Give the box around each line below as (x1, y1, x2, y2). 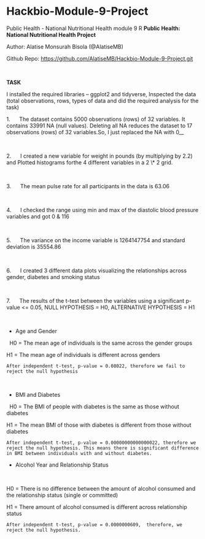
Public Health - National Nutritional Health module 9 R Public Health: (6, 25, 181, 32)
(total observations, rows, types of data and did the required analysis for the (6, 97, 199, 104)
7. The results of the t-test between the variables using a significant (6, 297, 185, 304)
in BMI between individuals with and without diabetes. (6, 450, 152, 456)
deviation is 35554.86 (6, 243, 61, 250)
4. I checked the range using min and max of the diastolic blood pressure (6, 206, 199, 213)
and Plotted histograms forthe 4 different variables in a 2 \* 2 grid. (6, 158, 173, 166)
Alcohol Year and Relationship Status (15, 461, 109, 468)
